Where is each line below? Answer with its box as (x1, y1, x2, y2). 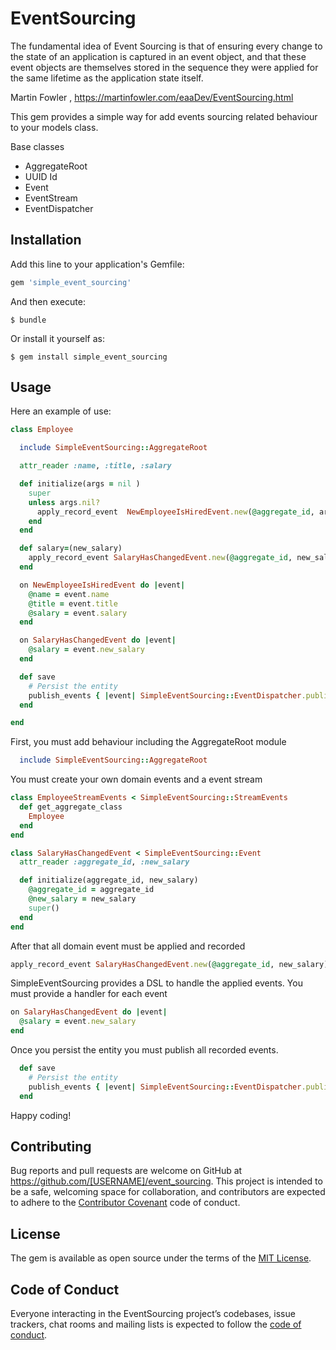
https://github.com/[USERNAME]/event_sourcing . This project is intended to (10, 1175, 323, 1187)
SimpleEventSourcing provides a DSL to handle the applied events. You (10, 977, 303, 989)
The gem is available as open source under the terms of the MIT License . (10, 1252, 312, 1264)
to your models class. (10, 121, 99, 133)
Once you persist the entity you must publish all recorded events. (10, 1044, 279, 1056)
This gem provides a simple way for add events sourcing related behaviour (10, 110, 318, 122)
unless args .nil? (28, 497, 101, 507)
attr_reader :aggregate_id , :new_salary (19, 857, 190, 867)
